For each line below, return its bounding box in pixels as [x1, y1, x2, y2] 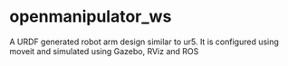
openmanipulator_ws [9, 6, 172, 27]
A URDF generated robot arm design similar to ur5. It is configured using [9, 36, 279, 47]
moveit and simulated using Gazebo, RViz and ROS [9, 45, 199, 56]
